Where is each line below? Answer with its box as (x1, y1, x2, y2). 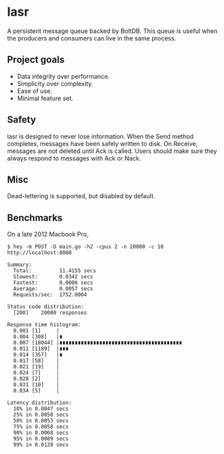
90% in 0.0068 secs (13, 429, 69, 436)
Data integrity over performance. (16, 72, 110, 80)
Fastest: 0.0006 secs (13, 279, 94, 287)
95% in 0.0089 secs (13, 435, 69, 442)
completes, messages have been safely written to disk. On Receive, (7, 139, 198, 147)
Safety (7, 114, 36, 126)
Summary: (7, 261, 32, 268)
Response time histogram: (7, 322, 81, 328)
